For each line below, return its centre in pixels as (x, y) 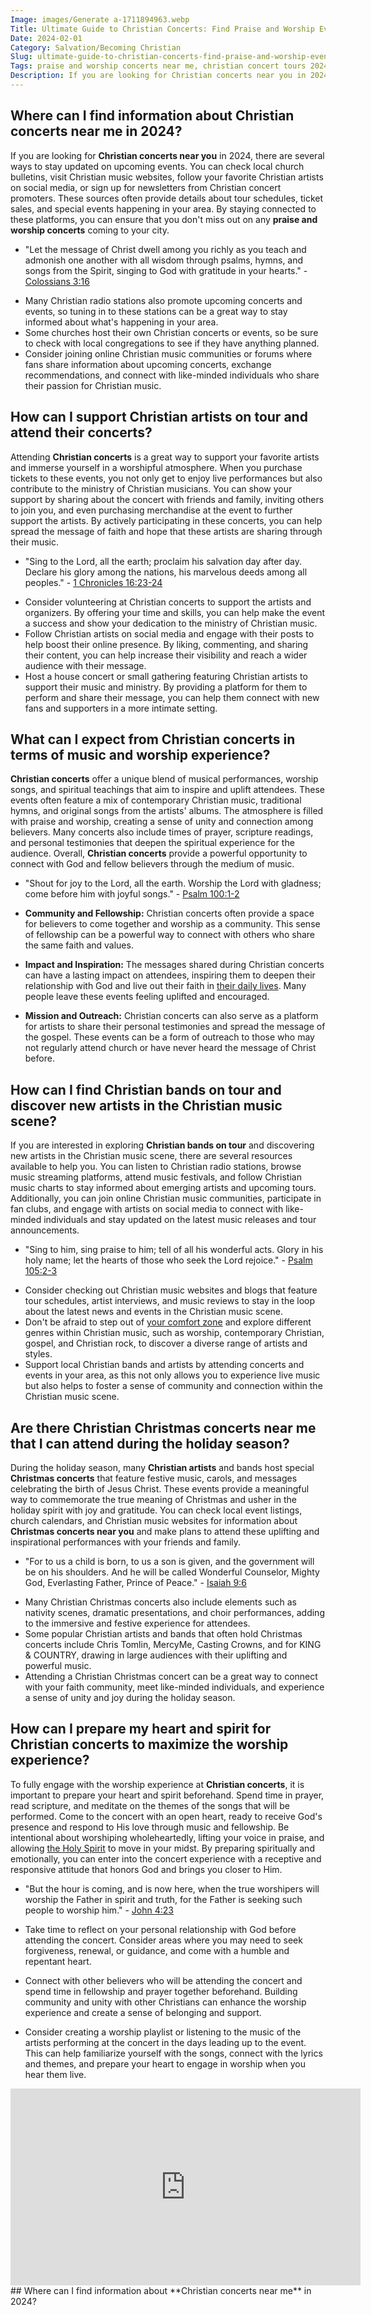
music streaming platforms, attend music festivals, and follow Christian (156, 1177)
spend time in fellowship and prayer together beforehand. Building (161, 1991)
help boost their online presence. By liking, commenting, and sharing (166, 644)
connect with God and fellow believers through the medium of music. (152, 864)
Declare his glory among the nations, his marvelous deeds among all (166, 572)
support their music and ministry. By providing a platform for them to (166, 687)
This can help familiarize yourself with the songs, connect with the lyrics (173, 2053)
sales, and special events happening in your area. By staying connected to (163, 208)
